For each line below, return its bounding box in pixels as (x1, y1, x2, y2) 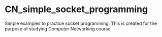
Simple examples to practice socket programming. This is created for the (5, 20, 157, 26)
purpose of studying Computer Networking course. (5, 25, 112, 31)
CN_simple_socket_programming (5, 4, 148, 15)
